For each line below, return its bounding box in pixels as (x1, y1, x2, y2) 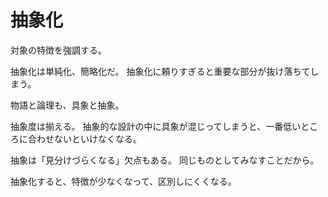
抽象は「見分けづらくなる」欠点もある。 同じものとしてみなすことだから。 (10, 154, 320, 166)
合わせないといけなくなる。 (27, 132, 142, 145)
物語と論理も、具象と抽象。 (10, 99, 125, 111)
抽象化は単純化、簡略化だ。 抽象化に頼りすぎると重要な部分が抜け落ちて (10, 65, 311, 77)
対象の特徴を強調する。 (10, 44, 107, 56)
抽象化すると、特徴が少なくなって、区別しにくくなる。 (10, 175, 237, 187)
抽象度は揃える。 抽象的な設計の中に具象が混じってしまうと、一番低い (10, 120, 302, 132)
